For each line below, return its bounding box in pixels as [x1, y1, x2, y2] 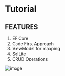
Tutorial [5, 3, 37, 15]
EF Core [12, 35, 29, 41]
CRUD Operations [12, 56, 48, 61]
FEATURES [5, 23, 38, 31]
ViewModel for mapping [12, 46, 61, 51]
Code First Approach [12, 41, 54, 46]
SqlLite [12, 51, 26, 57]
